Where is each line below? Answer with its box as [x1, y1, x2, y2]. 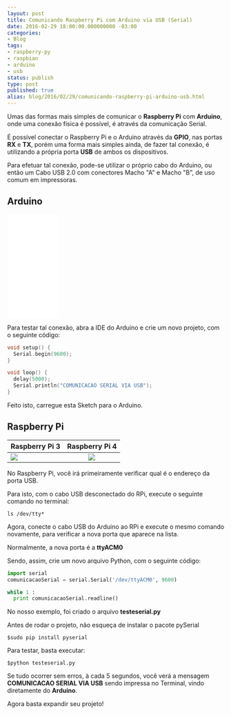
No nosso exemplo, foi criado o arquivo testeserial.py [7, 607, 161, 616]
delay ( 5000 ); [13, 376, 51, 383]
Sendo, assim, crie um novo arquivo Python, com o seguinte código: [7, 556, 201, 565]
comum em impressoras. [7, 176, 78, 183]
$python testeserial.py [7, 660, 76, 667]
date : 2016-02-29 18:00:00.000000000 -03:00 [7, 23, 137, 30]
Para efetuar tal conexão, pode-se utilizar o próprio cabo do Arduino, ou [7, 161, 212, 169]
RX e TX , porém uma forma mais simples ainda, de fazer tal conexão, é [7, 141, 210, 148]
